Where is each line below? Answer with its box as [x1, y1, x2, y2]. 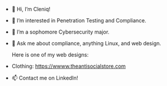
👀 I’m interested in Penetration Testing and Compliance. [11, 17, 147, 24]
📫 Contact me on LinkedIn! [11, 74, 78, 81]
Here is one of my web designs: [11, 51, 89, 58]
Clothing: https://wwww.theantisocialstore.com [11, 62, 126, 70]
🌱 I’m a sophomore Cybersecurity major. [11, 28, 110, 35]
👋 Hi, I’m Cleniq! [11, 6, 51, 12]
